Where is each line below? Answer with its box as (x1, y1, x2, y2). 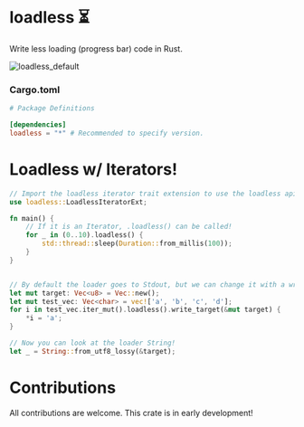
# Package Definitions (9, 104, 95, 113)
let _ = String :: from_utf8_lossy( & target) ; (9, 346, 176, 356)
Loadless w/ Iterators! (9, 159, 178, 180)
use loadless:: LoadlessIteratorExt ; (9, 197, 147, 206)
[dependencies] (9, 120, 67, 129)
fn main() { (9, 213, 54, 223)
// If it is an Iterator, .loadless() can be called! (25, 223, 233, 232)
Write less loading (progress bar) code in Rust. (9, 43, 183, 54)
